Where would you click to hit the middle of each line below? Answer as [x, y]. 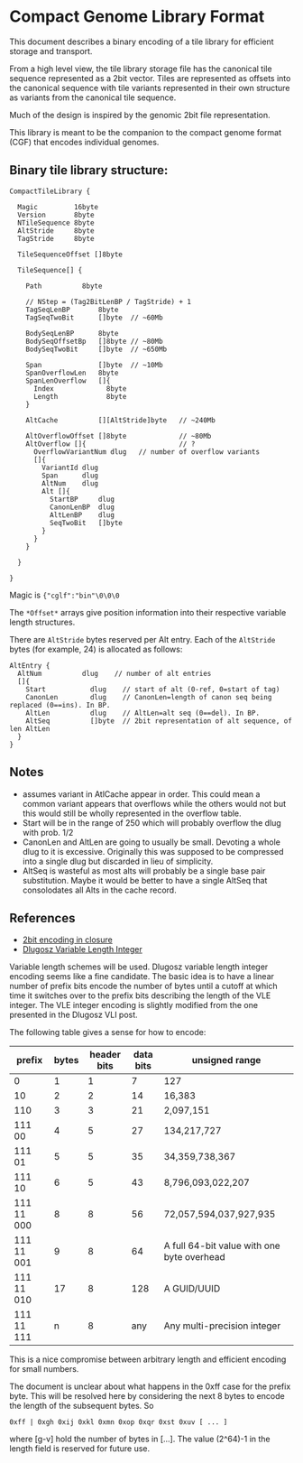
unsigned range [226, 1060]
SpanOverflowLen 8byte [72, 373]
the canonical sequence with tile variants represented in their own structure [150, 88]
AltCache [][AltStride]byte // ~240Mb [121, 420]
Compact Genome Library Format [137, 17]
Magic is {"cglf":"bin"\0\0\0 [64, 595]
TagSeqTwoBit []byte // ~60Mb [95, 318]
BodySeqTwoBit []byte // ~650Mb [96, 349]
